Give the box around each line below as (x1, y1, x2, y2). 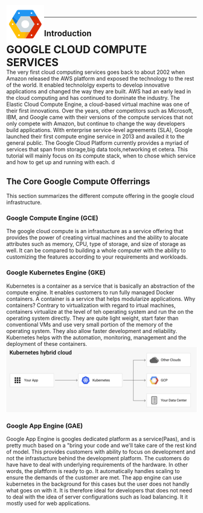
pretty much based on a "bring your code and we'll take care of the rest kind (6, 442, 197, 449)
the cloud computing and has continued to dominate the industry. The (6, 94, 180, 102)
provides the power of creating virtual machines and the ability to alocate (6, 234, 188, 241)
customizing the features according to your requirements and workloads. (6, 253, 188, 260)
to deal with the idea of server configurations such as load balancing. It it (6, 493, 188, 501)
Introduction (44, 28, 92, 38)
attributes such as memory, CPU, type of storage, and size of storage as (6, 240, 186, 248)
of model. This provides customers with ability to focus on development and (6, 448, 196, 455)
